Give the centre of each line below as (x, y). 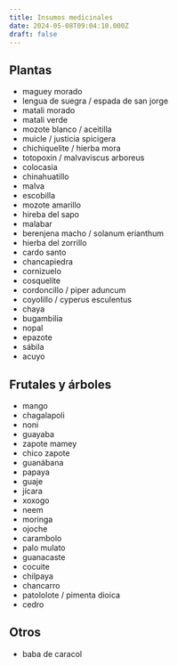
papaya (36, 472)
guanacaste (44, 557)
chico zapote (46, 453)
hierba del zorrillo (54, 243)
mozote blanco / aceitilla (67, 129)
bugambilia (42, 319)
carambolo (42, 538)
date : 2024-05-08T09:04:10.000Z (69, 26)
